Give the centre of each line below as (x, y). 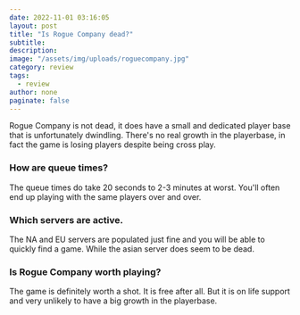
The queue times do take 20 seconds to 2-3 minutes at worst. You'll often (145, 187)
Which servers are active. (66, 220)
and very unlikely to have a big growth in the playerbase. (113, 301)
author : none (33, 92)
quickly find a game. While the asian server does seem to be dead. (132, 249)
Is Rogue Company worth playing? (85, 271)
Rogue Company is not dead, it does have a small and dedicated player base (150, 126)
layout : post (33, 26)
